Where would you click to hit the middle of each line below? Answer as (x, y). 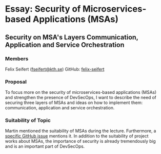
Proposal (16, 82)
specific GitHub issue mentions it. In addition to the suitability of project (77, 136)
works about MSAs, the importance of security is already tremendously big (80, 141)
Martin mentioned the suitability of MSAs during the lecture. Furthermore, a (80, 131)
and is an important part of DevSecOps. (45, 146)
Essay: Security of (43, 9)
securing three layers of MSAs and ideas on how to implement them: (74, 103)
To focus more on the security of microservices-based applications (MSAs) (81, 92)
